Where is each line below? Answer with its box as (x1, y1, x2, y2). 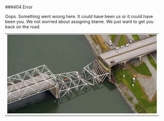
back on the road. (5, 24, 41, 30)
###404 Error (5, 4, 33, 10)
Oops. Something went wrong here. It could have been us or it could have (5, 14, 153, 19)
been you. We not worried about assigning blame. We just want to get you (5, 19, 154, 24)
